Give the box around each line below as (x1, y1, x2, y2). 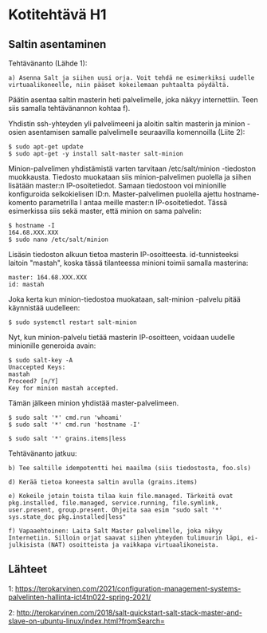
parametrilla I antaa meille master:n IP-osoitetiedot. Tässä (38, 198, 228, 207)
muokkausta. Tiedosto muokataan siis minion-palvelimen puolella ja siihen (8, 172, 252, 181)
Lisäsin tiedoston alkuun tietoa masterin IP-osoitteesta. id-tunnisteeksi (8, 250, 239, 259)
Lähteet (8, 563, 48, 576)
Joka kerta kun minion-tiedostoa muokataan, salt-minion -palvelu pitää (8, 295, 241, 304)
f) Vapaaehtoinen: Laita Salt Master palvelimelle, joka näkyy (8, 527, 223, 535)
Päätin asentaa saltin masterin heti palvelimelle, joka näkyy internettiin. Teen (8, 95, 258, 105)
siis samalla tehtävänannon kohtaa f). (8, 104, 131, 113)
